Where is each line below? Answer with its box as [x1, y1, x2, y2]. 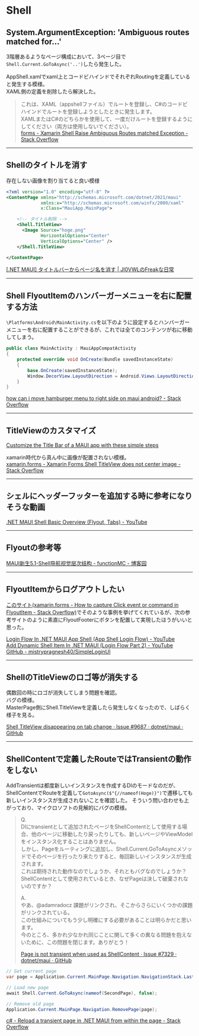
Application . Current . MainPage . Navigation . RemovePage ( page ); [6, 1006, 158, 1012]
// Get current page [6, 968, 57, 975]
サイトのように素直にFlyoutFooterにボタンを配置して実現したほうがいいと [11, 616, 192, 623]
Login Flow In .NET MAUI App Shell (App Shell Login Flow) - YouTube [6, 635, 175, 643]
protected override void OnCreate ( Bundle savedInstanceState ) [17, 357, 174, 363]
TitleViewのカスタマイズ [6, 426, 97, 436]
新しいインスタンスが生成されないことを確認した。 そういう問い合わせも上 [6, 797, 190, 804]
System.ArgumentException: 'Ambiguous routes [6, 27, 190, 37]
